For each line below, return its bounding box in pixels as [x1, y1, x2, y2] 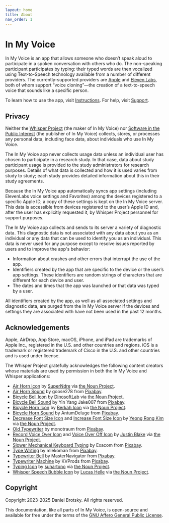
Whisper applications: [5, 373, 50, 379]
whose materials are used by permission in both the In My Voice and [5, 367, 147, 374]
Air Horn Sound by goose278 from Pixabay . [12, 388, 103, 394]
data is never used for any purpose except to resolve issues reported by [5, 241, 155, 247]
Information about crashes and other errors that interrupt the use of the [12, 256, 160, 262]
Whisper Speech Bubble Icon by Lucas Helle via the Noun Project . [12, 468, 150, 475]
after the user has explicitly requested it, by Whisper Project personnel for [5, 209, 158, 215]
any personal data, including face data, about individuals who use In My [5, 136, 154, 142]
